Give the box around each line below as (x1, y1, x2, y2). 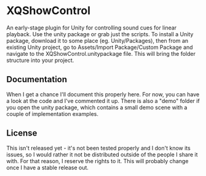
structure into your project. (6, 56, 74, 64)
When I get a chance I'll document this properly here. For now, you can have (6, 90, 200, 98)
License (6, 128, 38, 139)
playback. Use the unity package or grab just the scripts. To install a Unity (6, 30, 194, 37)
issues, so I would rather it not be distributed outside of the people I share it (6, 151, 198, 158)
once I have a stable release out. (6, 164, 89, 171)
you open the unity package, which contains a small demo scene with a (6, 104, 188, 111)
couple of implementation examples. (6, 110, 98, 117)
